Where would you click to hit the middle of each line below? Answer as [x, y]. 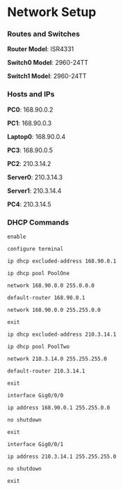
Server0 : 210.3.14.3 [35, 177]
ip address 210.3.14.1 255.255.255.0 [62, 457]
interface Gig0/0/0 [35, 396]
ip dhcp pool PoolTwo [39, 347]
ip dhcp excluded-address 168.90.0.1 [62, 261]
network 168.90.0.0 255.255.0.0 [54, 310]
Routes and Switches [43, 34]
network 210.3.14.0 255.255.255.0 [57, 359]
